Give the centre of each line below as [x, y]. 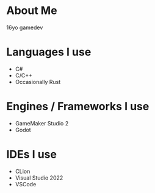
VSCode [26, 184]
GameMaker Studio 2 [42, 123]
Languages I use [49, 52]
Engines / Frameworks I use [78, 107]
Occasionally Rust [38, 82]
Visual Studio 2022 [39, 178]
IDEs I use [31, 154]
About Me [32, 11]
